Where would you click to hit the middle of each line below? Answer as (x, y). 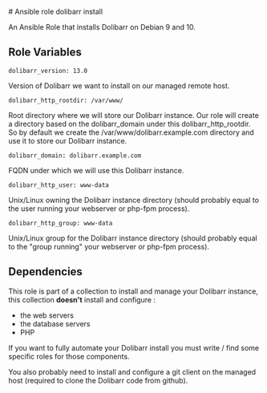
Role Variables (45, 53)
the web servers (47, 315)
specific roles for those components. (69, 356)
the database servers (55, 323)
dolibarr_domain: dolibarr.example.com (75, 156)
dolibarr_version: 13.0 (48, 71)
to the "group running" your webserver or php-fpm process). (109, 246)
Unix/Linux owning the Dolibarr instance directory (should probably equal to (133, 200)
